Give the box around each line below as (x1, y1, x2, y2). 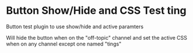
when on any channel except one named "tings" (6, 40, 122, 47)
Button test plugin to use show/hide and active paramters (6, 23, 144, 30)
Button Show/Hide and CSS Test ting (6, 4, 187, 17)
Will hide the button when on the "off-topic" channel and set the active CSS (6, 34, 188, 41)
